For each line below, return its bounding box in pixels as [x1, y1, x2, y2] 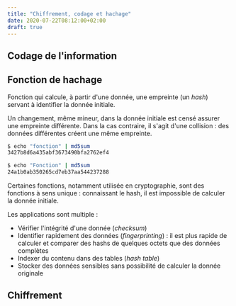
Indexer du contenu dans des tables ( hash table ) [17, 254, 160, 263]
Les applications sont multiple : [7, 210, 98, 219]
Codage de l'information [7, 50, 118, 62]
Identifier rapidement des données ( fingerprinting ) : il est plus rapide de [17, 232, 227, 240]
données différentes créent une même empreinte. [7, 129, 152, 137]
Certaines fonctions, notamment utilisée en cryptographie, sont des [7, 181, 205, 190]
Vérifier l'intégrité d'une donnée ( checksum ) [17, 224, 147, 232]
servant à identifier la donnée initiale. [7, 100, 116, 108]
